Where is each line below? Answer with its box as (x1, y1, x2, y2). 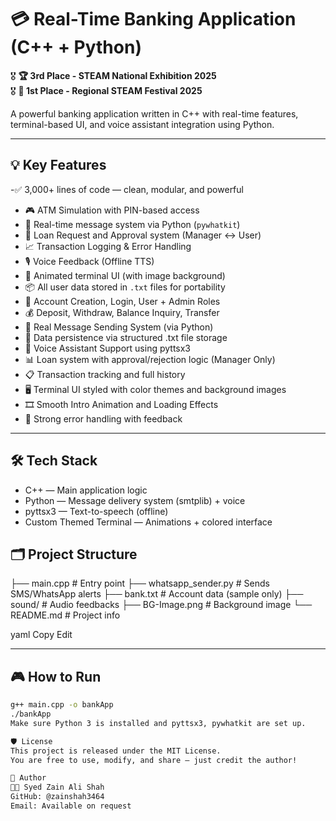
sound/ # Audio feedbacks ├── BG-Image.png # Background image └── (10, 599, 313, 611)
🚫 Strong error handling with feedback (24, 412, 183, 425)
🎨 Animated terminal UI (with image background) (24, 269, 226, 281)
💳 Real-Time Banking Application (10, 8, 297, 31)
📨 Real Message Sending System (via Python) (24, 321, 214, 333)
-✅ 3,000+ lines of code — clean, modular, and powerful (10, 183, 244, 195)
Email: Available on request (10, 801, 132, 811)
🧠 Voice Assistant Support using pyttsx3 (24, 342, 192, 354)
